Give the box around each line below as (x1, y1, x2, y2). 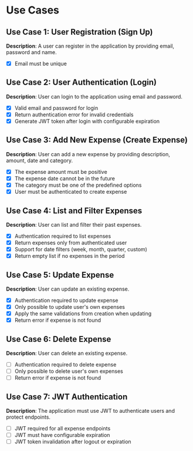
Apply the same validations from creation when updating (14, 310, 152, 317)
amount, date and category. (6, 157, 73, 164)
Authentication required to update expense (14, 297, 118, 304)
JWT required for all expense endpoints (14, 425, 111, 432)
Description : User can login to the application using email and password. (6, 93, 183, 100)
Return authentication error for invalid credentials (14, 111, 134, 118)
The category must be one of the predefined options (14, 181, 142, 189)
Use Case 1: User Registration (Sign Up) (6, 27, 153, 37)
